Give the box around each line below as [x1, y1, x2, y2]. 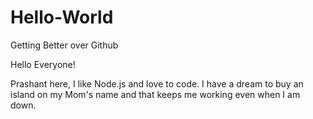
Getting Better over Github [10, 39, 119, 51]
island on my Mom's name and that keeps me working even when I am [10, 88, 301, 100]
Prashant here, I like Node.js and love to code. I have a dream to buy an [10, 77, 304, 90]
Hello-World [10, 6, 114, 29]
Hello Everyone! [10, 58, 76, 70]
